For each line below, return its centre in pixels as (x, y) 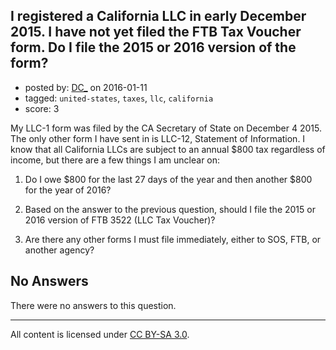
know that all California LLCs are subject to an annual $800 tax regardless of (168, 149)
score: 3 (42, 108)
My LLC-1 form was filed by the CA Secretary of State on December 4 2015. (166, 128)
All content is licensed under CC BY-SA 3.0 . (100, 334)
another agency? (59, 250)
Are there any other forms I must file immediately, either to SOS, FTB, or (173, 239)
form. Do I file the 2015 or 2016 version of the (153, 47)
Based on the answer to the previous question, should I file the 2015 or (170, 209)
